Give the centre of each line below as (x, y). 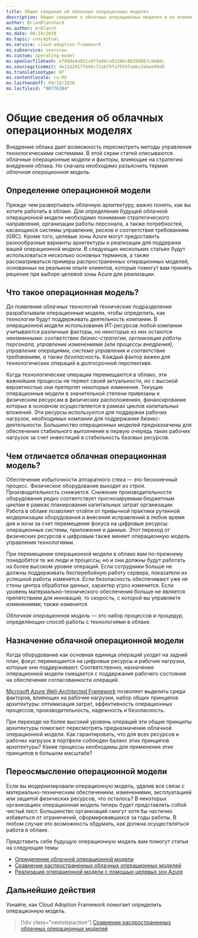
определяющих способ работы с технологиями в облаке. (79, 622)
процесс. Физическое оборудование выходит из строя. (76, 486)
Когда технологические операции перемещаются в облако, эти (86, 375)
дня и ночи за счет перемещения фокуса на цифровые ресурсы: (88, 523)
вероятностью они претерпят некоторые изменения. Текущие (85, 387)
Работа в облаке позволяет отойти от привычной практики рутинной (93, 511)
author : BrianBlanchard (35, 22)
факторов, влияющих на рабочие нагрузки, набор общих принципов (92, 698)
